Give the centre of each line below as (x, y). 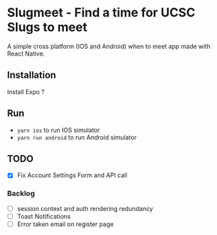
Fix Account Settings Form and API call (72, 175)
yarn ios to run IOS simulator (58, 130)
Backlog (21, 194)
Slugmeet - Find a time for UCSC (101, 13)
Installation (32, 75)
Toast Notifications (44, 216)
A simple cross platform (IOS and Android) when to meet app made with (109, 46)
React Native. (26, 54)
